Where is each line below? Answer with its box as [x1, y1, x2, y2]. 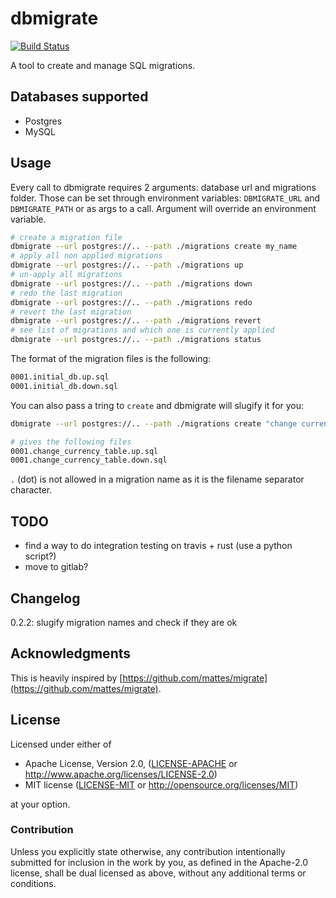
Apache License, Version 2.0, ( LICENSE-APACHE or [24, 757, 238, 769]
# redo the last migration [10, 288, 123, 298]
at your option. [10, 798, 71, 810]
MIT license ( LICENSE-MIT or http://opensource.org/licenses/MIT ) [24, 778, 299, 791]
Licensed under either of [10, 738, 112, 750]
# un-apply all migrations [10, 270, 123, 280]
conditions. [10, 877, 57, 889]
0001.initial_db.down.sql [10, 381, 118, 391]
